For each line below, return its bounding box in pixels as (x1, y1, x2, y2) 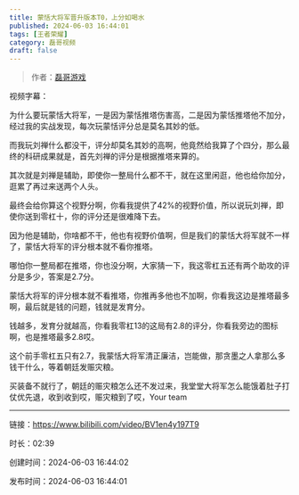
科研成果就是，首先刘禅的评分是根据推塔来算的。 (24, 151, 205, 161)
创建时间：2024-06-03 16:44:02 (9, 457, 129, 468)
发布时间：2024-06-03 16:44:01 (9, 476, 127, 487)
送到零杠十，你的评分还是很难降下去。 (24, 211, 166, 222)
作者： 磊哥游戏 (30, 72, 86, 83)
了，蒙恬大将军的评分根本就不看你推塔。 (9, 242, 158, 252)
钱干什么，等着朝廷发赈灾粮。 (9, 362, 118, 373)
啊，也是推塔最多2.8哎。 (9, 332, 100, 342)
